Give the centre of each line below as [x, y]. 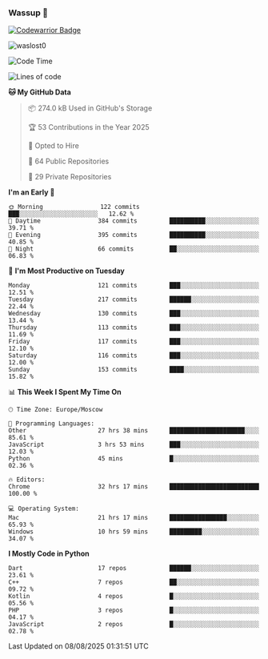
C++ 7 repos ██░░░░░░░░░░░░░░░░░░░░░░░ [134, 583]
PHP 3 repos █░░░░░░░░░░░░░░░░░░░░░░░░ [134, 611]
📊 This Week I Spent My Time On [65, 392]
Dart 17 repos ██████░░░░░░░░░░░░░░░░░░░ [134, 569]
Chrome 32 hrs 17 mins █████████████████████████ [134, 487]
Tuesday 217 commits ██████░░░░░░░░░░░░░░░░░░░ [134, 299]
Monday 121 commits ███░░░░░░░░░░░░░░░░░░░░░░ [134, 286]
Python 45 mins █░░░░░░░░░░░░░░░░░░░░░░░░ [134, 459]
